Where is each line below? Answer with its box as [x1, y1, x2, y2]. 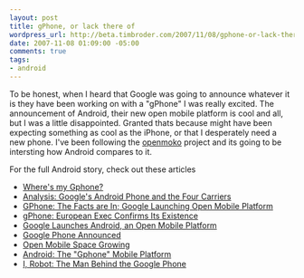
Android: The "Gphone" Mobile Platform [22, 248, 172, 259]
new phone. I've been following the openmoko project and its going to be [9, 137, 282, 148]
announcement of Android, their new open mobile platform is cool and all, [9, 108, 283, 119]
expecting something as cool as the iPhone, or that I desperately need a [9, 127, 278, 138]
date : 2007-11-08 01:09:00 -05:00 [9, 38, 140, 48]
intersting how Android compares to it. [9, 146, 152, 157]
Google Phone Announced [22, 229, 121, 240]
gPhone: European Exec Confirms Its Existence [22, 210, 199, 221]
